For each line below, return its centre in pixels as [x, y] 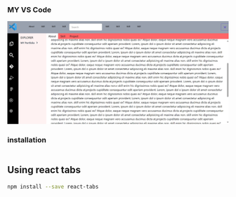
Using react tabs [44, 170]
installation [27, 140]
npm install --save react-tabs [53, 187]
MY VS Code [29, 10]
